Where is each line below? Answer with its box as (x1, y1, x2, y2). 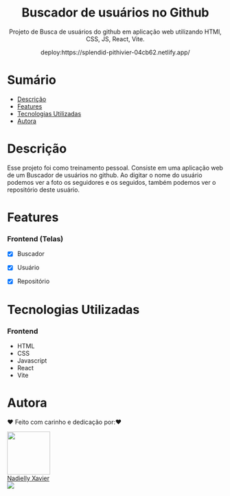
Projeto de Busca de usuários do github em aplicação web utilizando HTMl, (9, 27, 222, 36)
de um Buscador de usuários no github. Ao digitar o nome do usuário (7, 170, 203, 179)
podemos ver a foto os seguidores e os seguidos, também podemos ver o (7, 178, 216, 186)
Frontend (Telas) (7, 234, 64, 243)
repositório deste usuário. (7, 185, 80, 194)
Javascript (16, 356, 47, 365)
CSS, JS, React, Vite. (85, 34, 146, 43)
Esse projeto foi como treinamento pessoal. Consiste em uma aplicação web (7, 164, 223, 172)
